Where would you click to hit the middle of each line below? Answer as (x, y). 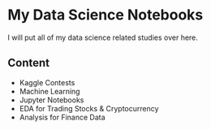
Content (29, 63)
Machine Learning (50, 91)
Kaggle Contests (47, 82)
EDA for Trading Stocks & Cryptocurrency (89, 108)
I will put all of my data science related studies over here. (103, 37)
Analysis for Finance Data (62, 117)
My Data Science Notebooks (105, 15)
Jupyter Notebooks (52, 100)
